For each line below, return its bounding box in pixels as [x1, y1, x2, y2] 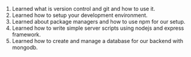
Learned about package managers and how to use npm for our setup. [11, 18, 186, 25]
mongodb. [11, 44, 38, 51]
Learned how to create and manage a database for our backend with [11, 38, 183, 44]
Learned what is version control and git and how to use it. [11, 5, 155, 12]
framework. [11, 31, 41, 38]
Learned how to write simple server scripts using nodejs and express [11, 24, 184, 32]
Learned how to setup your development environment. [11, 12, 148, 19]
